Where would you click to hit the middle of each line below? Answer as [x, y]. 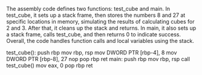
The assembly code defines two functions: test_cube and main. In [88, 9]
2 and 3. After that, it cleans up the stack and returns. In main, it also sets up [101, 28]
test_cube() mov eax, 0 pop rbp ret [50, 65]
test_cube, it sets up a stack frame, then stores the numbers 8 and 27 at [96, 15]
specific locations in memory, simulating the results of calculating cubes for [100, 21]
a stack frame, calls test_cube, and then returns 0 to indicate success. [94, 34]
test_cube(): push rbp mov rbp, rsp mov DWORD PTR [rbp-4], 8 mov [92, 53]
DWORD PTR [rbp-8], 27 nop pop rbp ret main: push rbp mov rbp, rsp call [98, 59]
